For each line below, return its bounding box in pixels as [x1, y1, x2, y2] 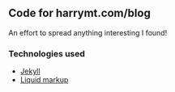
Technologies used [8, 48, 85, 59]
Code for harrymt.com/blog [8, 6, 152, 20]
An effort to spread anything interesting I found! [8, 27, 168, 37]
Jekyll [19, 66, 41, 76]
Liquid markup [19, 75, 69, 85]
